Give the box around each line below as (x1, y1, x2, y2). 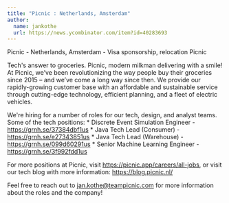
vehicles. (7, 97, 33, 106)
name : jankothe (13, 23, 57, 29)
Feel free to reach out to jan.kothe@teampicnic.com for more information (7, 181, 215, 189)
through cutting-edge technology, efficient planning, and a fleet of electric (7, 91, 218, 99)
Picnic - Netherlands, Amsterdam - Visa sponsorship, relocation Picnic (7, 48, 208, 56)
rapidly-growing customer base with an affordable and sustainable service (7, 83, 218, 91)
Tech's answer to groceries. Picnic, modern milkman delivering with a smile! (7, 61, 223, 69)
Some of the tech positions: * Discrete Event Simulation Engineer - (7, 118, 195, 127)
